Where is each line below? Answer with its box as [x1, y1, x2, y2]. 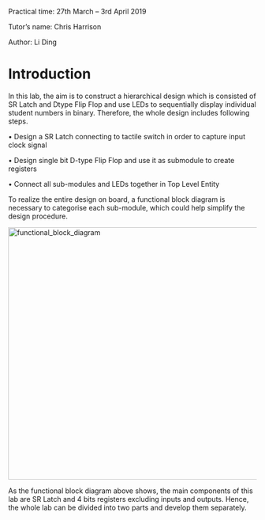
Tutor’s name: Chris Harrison [8, 22, 102, 31]
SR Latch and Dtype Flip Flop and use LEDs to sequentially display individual [8, 99, 256, 109]
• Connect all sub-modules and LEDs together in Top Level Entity [8, 179, 220, 188]
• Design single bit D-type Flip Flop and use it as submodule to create [8, 155, 235, 165]
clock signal [8, 140, 47, 150]
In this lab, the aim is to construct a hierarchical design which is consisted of [8, 91, 256, 101]
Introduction [8, 65, 91, 83]
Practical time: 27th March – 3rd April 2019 [8, 7, 147, 16]
